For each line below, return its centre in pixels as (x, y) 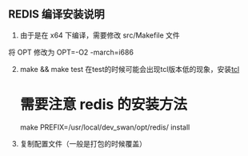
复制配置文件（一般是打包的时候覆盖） (83, 143)
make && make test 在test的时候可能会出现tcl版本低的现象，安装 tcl (130, 69)
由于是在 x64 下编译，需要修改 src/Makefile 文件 (100, 35)
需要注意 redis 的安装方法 (104, 104)
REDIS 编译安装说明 (57, 14)
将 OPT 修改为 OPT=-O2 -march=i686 (71, 52)
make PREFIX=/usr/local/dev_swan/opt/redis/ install (105, 127)
